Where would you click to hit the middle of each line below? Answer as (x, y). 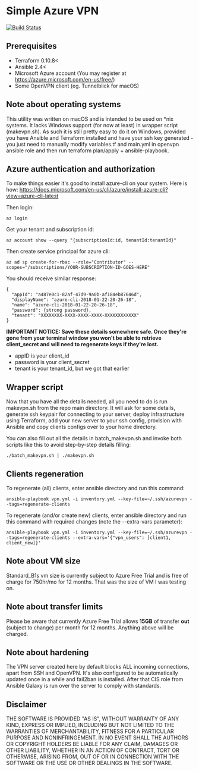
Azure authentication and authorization (81, 169)
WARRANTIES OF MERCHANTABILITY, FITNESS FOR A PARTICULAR (90, 731)
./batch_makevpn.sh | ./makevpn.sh (50, 456)
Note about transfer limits (55, 607)
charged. (17, 634)
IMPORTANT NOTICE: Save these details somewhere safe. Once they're (97, 332)
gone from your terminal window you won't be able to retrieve (84, 338)
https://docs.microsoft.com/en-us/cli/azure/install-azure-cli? (94, 190)
